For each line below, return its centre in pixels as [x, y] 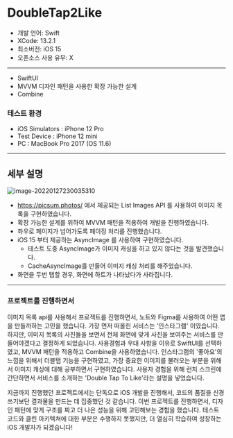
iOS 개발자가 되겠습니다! [40, 428]
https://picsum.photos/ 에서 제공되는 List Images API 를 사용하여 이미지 [116, 205]
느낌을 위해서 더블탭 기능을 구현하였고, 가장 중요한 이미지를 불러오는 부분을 [108, 361]
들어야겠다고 [24, 343]
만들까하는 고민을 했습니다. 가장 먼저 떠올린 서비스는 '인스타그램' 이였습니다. [117, 326]
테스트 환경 [25, 113]
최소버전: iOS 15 [39, 49]
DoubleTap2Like [55, 13]
